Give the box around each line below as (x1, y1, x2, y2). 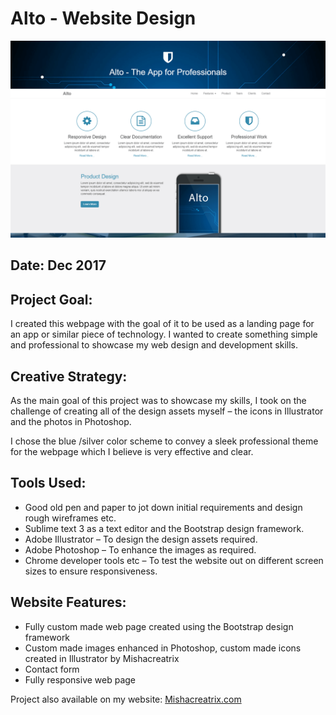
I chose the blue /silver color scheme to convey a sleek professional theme (10, 435, 319, 447)
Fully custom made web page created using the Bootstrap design (24, 620, 294, 632)
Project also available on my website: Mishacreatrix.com (10, 693, 242, 705)
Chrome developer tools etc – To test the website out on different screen (24, 554, 324, 566)
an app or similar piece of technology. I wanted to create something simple (10, 328, 318, 341)
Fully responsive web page (24, 673, 137, 686)
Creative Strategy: (10, 368, 128, 385)
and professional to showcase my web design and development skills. (10, 339, 299, 351)
